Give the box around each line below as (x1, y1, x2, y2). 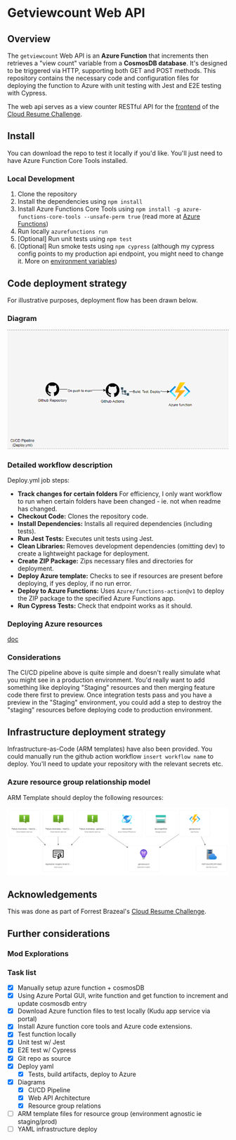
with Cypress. (7, 89, 48, 97)
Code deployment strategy (7, 277, 128, 289)
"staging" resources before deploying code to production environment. (7, 706, 213, 714)
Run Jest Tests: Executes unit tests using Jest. (17, 534, 154, 542)
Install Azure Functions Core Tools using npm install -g (17, 205, 181, 214)
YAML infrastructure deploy (17, 1125, 98, 1133)
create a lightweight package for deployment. (17, 549, 150, 558)
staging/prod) (17, 1118, 58, 1125)
